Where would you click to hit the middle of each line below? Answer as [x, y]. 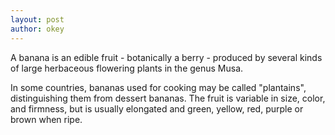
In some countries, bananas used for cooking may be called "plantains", [158, 87]
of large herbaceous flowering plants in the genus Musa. [127, 68]
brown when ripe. [46, 119]
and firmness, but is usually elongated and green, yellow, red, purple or [157, 108]
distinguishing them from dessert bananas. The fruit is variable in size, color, [168, 98]
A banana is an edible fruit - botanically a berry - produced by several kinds [166, 57]
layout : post [37, 19]
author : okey [37, 29]
